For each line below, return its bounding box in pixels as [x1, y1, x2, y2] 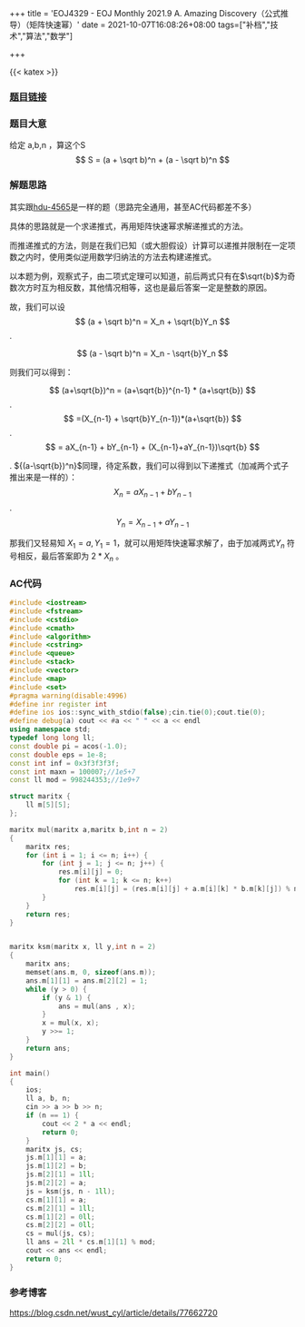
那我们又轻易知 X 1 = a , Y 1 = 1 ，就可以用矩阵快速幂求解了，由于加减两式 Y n [9, 538, 285, 550]
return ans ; [25, 1044, 71, 1053]
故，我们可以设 [9, 301, 65, 312]
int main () [9, 1068, 51, 1078]
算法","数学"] [25, 31, 74, 41]
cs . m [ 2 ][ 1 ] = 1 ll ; [25, 1203, 95, 1213]
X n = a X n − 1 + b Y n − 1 [113, 486, 192, 500]
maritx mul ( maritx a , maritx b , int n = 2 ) [9, 825, 169, 834]
